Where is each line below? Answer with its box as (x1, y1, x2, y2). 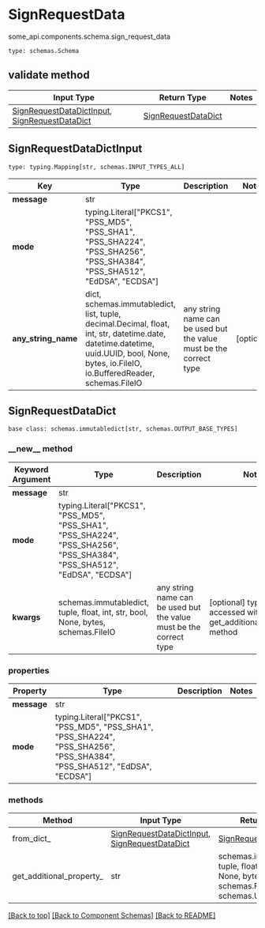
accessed (208, 606, 246, 617)
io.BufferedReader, (85, 368, 155, 379)
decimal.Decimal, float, (85, 318, 170, 329)
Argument (12, 473, 51, 485)
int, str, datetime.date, (85, 328, 166, 339)
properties (8, 665, 50, 676)
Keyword (14, 464, 49, 475)
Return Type (159, 92, 207, 103)
